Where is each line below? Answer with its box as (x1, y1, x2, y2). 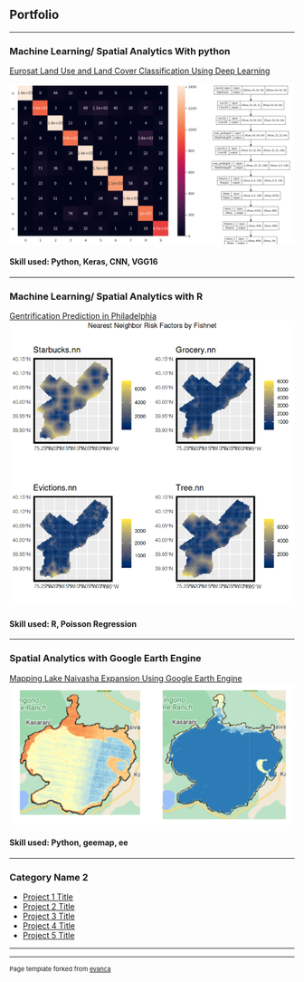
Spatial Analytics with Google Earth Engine (9, 652, 202, 665)
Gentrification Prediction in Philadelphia (9, 311, 157, 322)
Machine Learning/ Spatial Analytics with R (9, 290, 204, 303)
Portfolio (9, 7, 60, 23)
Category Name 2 (9, 871, 89, 883)
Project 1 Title (22, 891, 74, 902)
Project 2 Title (22, 901, 75, 912)
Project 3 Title (22, 910, 75, 922)
